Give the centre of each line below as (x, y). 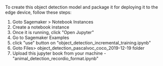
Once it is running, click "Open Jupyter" (53, 32)
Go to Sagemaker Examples (41, 37)
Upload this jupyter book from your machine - (59, 53)
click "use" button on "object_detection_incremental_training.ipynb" (81, 43)
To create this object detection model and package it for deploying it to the (81, 7)
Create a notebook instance (41, 27)
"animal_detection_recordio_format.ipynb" (55, 58)
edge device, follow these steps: (39, 12)
